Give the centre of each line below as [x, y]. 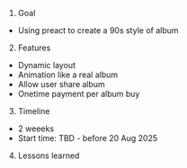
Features [34, 48]
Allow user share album [61, 84]
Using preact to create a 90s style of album [98, 30]
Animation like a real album [68, 75]
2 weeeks [36, 128]
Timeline [34, 111]
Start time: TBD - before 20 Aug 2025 [88, 138]
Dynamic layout [47, 65]
